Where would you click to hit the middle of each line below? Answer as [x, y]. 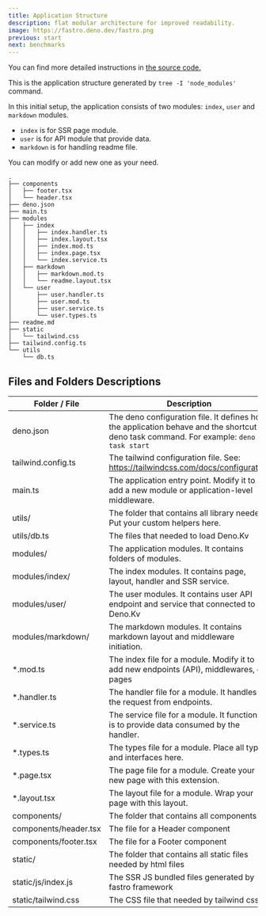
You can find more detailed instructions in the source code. [105, 67]
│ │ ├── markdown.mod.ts [56, 274]
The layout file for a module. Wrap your [181, 792]
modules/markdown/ [51, 637]
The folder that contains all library [171, 513]
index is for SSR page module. [69, 131]
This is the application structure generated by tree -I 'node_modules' [122, 83]
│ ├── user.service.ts [56, 309]
